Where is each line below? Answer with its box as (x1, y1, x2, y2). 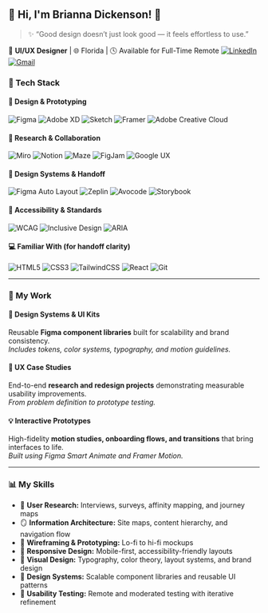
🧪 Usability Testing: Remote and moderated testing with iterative (19, 588, 234, 598)
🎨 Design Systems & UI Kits (8, 309, 100, 320)
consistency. (8, 336, 50, 345)
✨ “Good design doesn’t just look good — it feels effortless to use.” (27, 29, 249, 38)
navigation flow (19, 529, 71, 539)
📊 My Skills (8, 479, 55, 490)
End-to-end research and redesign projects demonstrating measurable (8, 380, 245, 390)
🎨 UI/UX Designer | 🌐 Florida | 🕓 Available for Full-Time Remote (8, 46, 219, 55)
